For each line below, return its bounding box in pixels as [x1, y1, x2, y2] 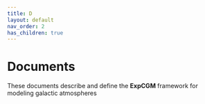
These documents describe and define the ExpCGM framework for [7, 82, 199, 90]
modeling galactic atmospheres [7, 89, 97, 97]
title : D [7, 10, 33, 17]
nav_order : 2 [7, 23, 45, 30]
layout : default [7, 17, 54, 23]
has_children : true [7, 29, 64, 37]
